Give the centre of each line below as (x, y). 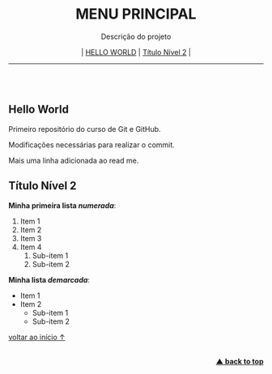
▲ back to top (240, 361)
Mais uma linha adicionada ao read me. (74, 160)
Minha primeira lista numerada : (62, 205)
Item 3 (31, 238)
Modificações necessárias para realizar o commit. (92, 144)
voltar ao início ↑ (37, 337)
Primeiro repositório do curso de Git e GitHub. (85, 129)
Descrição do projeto (136, 36)
